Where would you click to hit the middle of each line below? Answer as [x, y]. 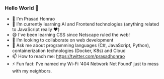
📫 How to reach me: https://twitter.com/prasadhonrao [68, 56]
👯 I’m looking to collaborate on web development [63, 40]
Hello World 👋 [22, 8]
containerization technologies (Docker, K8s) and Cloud [69, 51]
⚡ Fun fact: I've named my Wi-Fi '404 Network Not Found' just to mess [85, 64]
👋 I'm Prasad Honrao [33, 19]
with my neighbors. [32, 71]
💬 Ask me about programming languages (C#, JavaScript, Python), [81, 45]
